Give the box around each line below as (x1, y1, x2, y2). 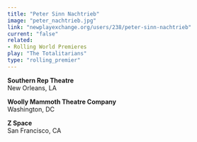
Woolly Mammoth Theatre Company (7, 97, 117, 106)
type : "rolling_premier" (7, 57, 81, 64)
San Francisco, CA (7, 126, 62, 135)
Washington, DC (7, 104, 55, 114)
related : (7, 37, 33, 44)
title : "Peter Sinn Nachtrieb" (7, 10, 100, 18)
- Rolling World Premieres (7, 43, 87, 50)
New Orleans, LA (7, 83, 57, 92)
